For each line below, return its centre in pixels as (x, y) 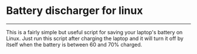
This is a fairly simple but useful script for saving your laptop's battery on (94, 32)
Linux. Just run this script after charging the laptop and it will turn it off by (95, 38)
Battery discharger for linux (74, 11)
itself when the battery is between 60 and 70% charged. (74, 44)
